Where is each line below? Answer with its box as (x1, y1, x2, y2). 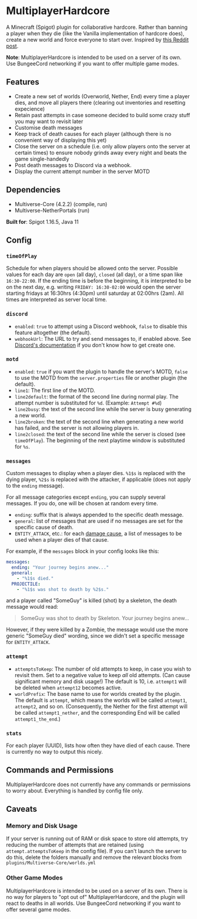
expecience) (14, 105, 45, 112)
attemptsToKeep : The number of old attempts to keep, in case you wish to (14, 665, 192, 672)
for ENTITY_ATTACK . (6, 639, 51, 646)
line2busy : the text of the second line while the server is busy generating (14, 405, 192, 413)
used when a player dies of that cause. (14, 536, 109, 543)
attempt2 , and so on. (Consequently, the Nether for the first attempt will (14, 702, 188, 710)
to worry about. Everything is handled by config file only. (6, 787, 143, 794)
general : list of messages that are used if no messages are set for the (14, 517, 183, 525)
